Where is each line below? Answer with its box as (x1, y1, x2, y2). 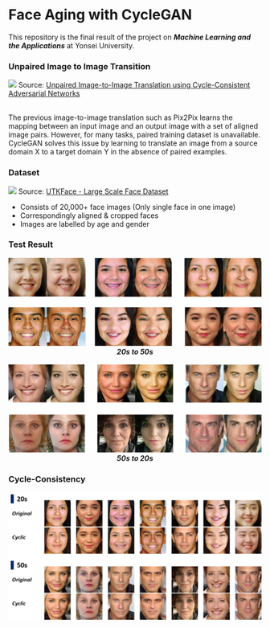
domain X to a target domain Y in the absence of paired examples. (8, 147, 227, 157)
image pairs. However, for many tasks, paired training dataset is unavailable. (8, 130, 261, 140)
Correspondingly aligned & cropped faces (19, 211, 159, 220)
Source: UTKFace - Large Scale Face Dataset (18, 187, 169, 196)
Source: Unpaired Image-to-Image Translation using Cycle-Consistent (18, 80, 251, 90)
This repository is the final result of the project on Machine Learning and (8, 32, 252, 42)
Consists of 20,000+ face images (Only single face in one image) (19, 202, 236, 211)
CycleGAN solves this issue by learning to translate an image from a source (8, 138, 258, 148)
